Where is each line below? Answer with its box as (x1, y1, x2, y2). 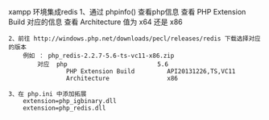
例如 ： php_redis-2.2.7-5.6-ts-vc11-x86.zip (23, 52, 175, 60)
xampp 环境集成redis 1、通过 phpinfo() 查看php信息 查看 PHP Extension (8, 7, 246, 16)
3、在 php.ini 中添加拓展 (8, 90, 87, 98)
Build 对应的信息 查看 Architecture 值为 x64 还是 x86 (8, 17, 183, 27)
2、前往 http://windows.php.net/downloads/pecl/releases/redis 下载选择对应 (8, 35, 261, 43)
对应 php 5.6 (37, 60, 169, 68)
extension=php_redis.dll (23, 104, 106, 112)
